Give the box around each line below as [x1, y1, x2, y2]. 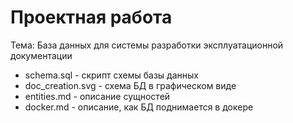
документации [10, 49, 73, 61]
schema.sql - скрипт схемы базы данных [24, 69, 199, 81]
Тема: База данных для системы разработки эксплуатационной [10, 39, 284, 51]
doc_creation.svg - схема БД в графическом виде [24, 79, 237, 91]
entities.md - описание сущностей [24, 90, 171, 102]
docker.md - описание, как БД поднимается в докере [24, 101, 254, 113]
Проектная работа [10, 6, 173, 29]
